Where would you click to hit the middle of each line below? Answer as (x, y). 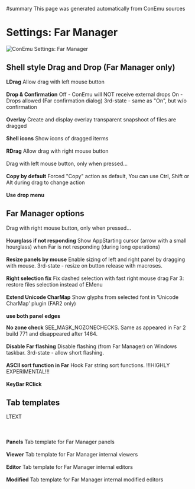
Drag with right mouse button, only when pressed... (69, 228)
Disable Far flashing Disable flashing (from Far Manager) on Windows (92, 346)
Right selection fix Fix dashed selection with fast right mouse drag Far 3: (95, 278)
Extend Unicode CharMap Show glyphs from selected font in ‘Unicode (92, 297)
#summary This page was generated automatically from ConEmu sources (96, 9)
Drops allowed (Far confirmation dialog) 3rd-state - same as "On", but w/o (97, 101)
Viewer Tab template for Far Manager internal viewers (72, 455)
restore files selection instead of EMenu (55, 284)
